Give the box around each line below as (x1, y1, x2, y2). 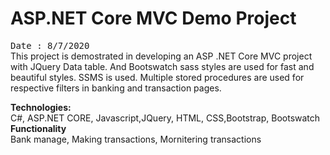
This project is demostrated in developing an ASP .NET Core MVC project (10, 50, 313, 62)
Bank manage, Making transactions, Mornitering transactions (10, 133, 262, 145)
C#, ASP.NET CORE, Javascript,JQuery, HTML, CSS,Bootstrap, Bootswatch (10, 112, 321, 124)
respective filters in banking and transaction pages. (10, 82, 222, 94)
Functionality (10, 122, 67, 134)
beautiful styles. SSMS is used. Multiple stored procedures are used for (10, 71, 305, 83)
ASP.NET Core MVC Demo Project (10, 7, 297, 30)
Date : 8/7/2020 (10, 40, 90, 51)
